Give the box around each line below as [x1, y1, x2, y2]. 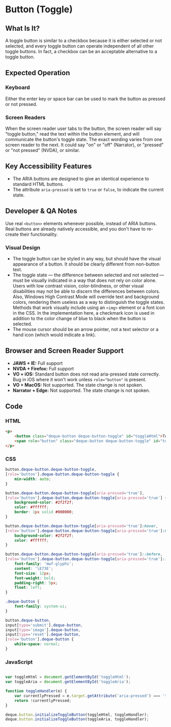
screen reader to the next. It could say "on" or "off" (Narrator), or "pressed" [5, 142, 164, 148]
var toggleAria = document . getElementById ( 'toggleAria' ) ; [5, 679, 131, 685]
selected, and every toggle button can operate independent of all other [5, 43, 154, 49]
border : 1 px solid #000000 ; [14, 510, 74, 515]
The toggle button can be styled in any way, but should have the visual [12, 255, 161, 261]
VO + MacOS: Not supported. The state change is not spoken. [12, 382, 144, 388]
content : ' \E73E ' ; [14, 566, 53, 571]
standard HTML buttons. [12, 181, 64, 187]
